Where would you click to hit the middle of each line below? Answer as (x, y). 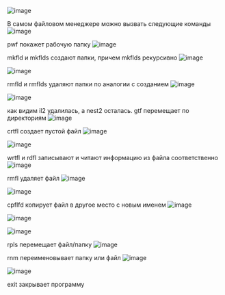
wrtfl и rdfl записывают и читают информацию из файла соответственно (113, 158)
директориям (27, 118)
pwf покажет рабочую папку (49, 44)
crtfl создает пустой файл (44, 131)
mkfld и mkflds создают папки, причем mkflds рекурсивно (92, 57)
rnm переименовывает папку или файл (64, 258)
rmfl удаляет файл (34, 178)
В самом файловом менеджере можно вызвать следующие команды (109, 24)
